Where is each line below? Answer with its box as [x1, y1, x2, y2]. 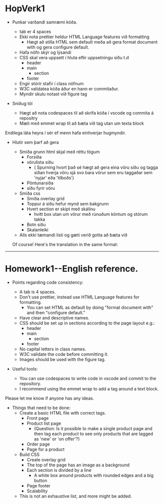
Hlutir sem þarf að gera [12, 139, 59, 145]
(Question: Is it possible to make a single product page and [34, 425, 153, 431]
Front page [26, 415, 49, 421]
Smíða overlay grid [26, 195, 65, 201]
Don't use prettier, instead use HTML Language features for [19, 294, 140, 300]
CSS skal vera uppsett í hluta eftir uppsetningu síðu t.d [19, 54, 129, 60]
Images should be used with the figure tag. [19, 356, 106, 362]
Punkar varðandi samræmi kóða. [12, 19, 78, 25]
